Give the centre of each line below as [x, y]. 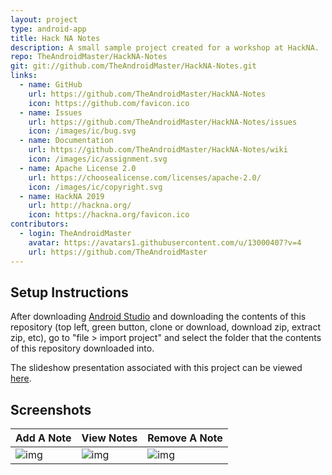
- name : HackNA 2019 [62, 196]
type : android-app [48, 29]
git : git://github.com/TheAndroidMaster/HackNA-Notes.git [133, 66]
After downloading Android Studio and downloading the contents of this [158, 317]
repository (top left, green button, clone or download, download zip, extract [165, 327]
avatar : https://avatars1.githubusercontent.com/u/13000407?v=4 [165, 242]
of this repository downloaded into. [82, 348]
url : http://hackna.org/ [80, 206]
